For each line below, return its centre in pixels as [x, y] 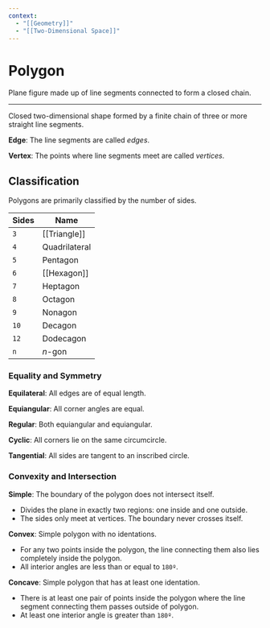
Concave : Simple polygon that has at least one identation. [104, 582]
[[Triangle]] [64, 234]
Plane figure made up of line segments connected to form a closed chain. [130, 93]
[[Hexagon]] [65, 273]
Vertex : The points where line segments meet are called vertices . [117, 156]
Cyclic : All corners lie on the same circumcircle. [88, 440]
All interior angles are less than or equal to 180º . [99, 566]
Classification [44, 181]
